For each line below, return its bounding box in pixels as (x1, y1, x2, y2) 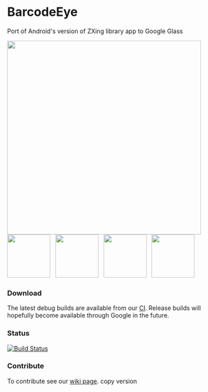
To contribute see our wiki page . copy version (7, 377, 138, 385)
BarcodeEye (7, 4, 78, 20)
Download (7, 288, 43, 298)
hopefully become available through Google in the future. (7, 311, 169, 320)
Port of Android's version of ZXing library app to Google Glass (7, 27, 183, 35)
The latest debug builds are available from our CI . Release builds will (7, 304, 201, 312)
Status (7, 329, 30, 338)
